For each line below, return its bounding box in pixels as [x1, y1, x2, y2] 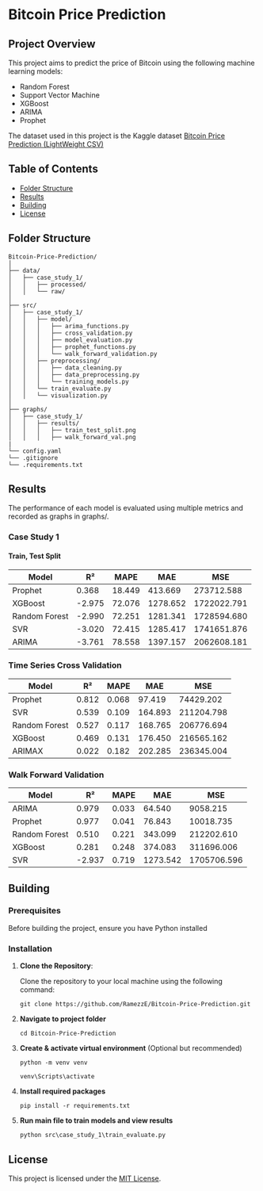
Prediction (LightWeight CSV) [8, 140, 105, 148]
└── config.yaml [8, 446, 62, 455]
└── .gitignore [8, 454, 59, 461]
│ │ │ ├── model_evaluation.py [8, 335, 133, 344]
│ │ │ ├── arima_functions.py [8, 322, 129, 330]
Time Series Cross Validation [8, 660, 122, 671]
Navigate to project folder [19, 1014, 107, 1024]
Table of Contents [8, 163, 99, 176]
